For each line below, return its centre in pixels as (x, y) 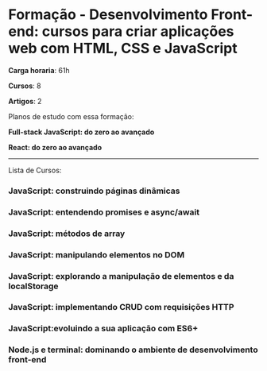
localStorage (33, 286)
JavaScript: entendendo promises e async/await (104, 212)
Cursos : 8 (25, 86)
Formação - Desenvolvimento (108, 15)
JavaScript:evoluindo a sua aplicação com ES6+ (103, 329)
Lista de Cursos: (35, 170)
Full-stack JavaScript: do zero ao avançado (81, 132)
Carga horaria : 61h (39, 70)
